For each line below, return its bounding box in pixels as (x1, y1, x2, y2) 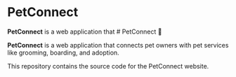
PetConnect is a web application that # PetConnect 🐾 (7, 27, 162, 36)
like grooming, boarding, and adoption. (7, 48, 119, 57)
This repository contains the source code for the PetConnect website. (7, 62, 209, 70)
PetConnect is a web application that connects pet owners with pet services (7, 41, 229, 49)
